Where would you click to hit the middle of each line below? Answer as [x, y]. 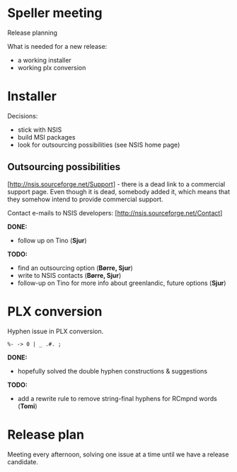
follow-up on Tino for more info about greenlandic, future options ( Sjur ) [122, 283]
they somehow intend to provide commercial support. [86, 199]
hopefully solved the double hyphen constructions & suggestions [112, 371]
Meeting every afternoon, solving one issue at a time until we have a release [118, 454]
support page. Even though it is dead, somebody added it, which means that [119, 191]
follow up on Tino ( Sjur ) [52, 240]
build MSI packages [46, 137]
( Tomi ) [27, 406]
